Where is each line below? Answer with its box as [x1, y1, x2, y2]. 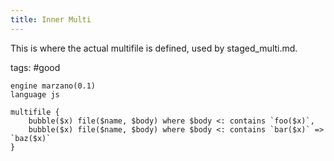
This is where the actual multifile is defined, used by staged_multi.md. [10, 42, 298, 54]
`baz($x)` [10, 133, 52, 143]
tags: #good [10, 61, 61, 73]
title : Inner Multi [10, 14, 92, 25]
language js [10, 89, 60, 100]
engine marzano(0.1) [10, 81, 97, 91]
